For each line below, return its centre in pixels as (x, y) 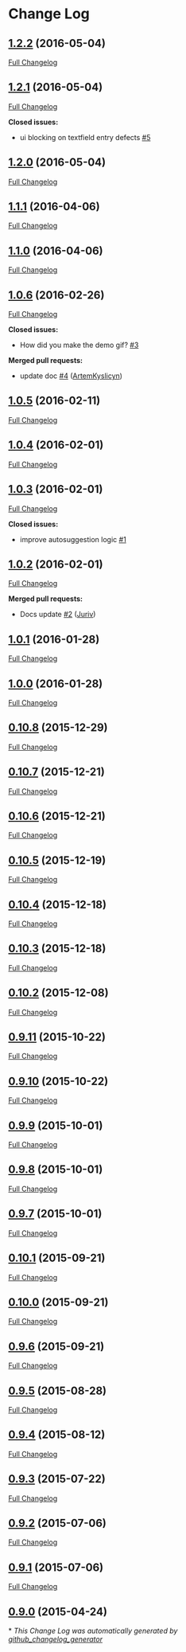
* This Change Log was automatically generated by (93, 1631)
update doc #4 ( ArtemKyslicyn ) (71, 376)
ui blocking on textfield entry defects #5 (85, 137)
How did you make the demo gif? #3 (79, 345)
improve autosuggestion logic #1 (73, 539)
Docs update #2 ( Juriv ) (58, 615)
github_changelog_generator (56, 1639)
